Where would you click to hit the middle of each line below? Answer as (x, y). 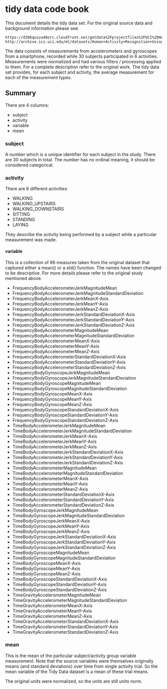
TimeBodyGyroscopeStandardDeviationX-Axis (60, 579)
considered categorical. (29, 165)
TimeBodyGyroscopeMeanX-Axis (46, 563)
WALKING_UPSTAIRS (34, 204)
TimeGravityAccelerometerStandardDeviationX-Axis (65, 621)
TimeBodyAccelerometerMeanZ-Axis (50, 489)
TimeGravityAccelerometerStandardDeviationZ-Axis (65, 632)
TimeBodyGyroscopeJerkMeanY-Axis (51, 526)
